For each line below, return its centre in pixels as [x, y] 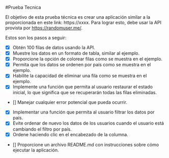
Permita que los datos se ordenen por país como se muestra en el [82, 65]
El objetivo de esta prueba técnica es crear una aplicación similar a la [78, 17]
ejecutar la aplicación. [36, 150]
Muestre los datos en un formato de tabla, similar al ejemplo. [76, 53]
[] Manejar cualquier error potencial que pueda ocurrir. [70, 102]
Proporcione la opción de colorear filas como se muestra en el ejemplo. [88, 59]
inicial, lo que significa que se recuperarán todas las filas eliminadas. [84, 93]
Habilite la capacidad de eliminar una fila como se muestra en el [80, 76]
